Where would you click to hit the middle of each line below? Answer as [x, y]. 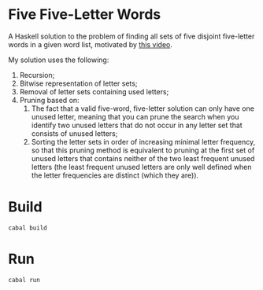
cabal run [24, 280]
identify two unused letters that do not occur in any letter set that [137, 125]
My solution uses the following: [59, 60]
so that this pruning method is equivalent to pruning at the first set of [143, 150]
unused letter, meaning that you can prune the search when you [135, 116]
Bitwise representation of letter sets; [78, 83]
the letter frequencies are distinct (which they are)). [115, 175]
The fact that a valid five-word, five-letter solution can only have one [143, 108]
